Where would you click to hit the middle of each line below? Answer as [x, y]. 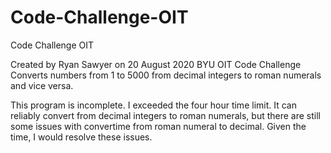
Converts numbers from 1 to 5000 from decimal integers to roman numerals [166, 75]
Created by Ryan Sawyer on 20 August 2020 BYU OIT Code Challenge [156, 64]
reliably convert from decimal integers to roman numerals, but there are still [165, 115]
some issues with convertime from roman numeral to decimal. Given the [158, 126]
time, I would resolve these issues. [81, 137]
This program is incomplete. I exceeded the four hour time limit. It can [153, 105]
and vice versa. [42, 85]
